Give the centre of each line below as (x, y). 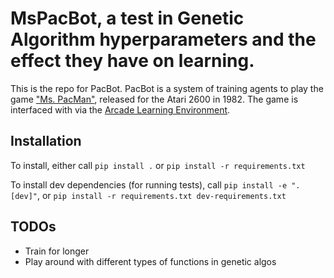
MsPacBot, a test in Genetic (127, 18)
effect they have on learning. (132, 61)
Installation (46, 141)
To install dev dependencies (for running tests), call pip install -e (149, 184)
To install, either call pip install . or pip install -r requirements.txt (158, 165)
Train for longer (57, 251)
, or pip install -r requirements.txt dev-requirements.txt (161, 195)
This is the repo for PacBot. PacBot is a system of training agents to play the (167, 88)
